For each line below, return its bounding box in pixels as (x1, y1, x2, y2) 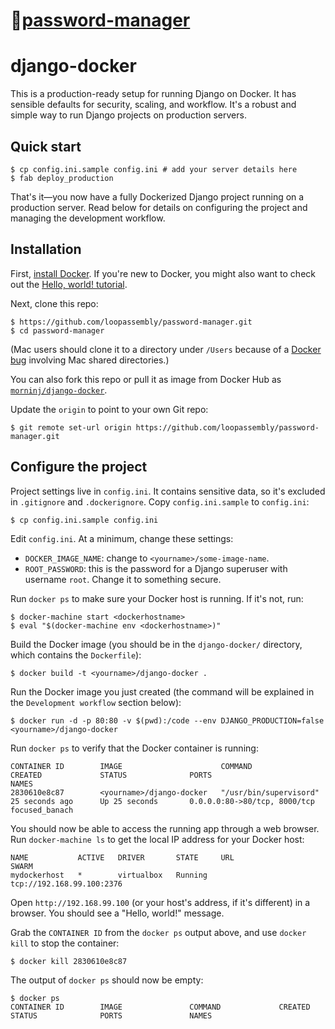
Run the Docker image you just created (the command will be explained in (10, 685, 315, 698)
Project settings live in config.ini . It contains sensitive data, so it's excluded (10, 485, 326, 497)
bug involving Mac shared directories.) (10, 354, 170, 366)
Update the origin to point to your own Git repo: (10, 403, 209, 415)
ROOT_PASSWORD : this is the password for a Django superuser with (24, 562, 288, 574)
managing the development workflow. (10, 212, 166, 224)
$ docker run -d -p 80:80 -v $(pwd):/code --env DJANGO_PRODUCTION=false (10, 715, 325, 726)
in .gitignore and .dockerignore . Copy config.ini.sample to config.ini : (10, 495, 310, 508)
